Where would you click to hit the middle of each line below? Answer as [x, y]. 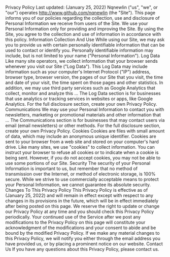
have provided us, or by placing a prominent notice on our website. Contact [84, 244]
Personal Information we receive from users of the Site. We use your [77, 23]
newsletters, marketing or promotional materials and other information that [83, 115]
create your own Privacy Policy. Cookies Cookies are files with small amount [85, 131]
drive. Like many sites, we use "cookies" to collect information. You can [80, 147]
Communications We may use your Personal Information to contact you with [85, 109]
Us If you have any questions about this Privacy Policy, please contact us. [82, 249]
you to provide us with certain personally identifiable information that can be [85, 45]
